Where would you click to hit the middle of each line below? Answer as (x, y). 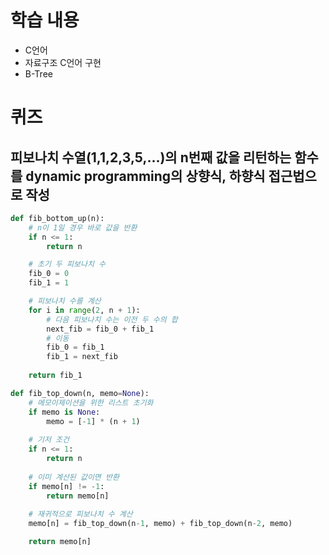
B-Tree (38, 73)
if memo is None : (64, 412)
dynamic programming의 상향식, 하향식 (145, 176)
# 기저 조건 (49, 440)
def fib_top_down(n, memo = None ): (80, 393)
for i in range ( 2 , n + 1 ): (84, 310)
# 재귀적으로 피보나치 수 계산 (80, 514)
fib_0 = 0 (49, 274)
